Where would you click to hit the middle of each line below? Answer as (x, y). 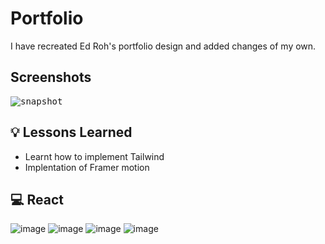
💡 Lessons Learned (71, 132)
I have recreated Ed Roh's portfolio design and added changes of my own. (163, 46)
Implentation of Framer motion (87, 167)
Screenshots (51, 77)
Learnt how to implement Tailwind (94, 156)
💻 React (37, 199)
